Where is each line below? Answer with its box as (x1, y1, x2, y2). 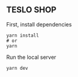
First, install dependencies (6, 20, 72, 28)
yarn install (6, 32, 39, 38)
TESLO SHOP (6, 5, 57, 15)
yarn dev (6, 65, 28, 71)
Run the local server (6, 54, 56, 61)
